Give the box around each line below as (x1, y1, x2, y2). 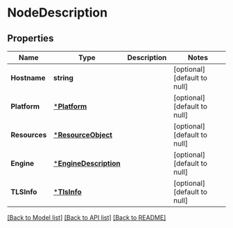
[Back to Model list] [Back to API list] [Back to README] (7, 213, 166, 222)
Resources (10, 130, 47, 140)
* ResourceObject (53, 130, 113, 140)
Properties (7, 32, 54, 44)
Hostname (10, 73, 46, 82)
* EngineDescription (53, 159, 121, 168)
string (53, 73, 74, 82)
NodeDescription (7, 5, 108, 21)
